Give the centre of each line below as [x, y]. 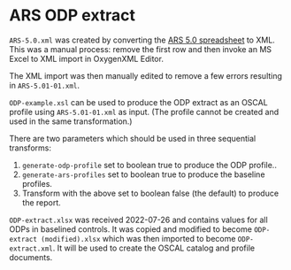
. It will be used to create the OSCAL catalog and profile [153, 248]
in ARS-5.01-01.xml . [45, 85]
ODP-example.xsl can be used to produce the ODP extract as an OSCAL [138, 102]
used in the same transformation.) [71, 121]
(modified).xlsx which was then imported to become [138, 238]
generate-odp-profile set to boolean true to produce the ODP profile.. [149, 165]
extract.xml [31, 249]
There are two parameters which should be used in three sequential [133, 138]
